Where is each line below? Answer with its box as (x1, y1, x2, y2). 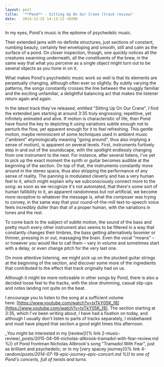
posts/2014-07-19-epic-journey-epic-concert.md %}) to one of (22, 351, 150, 357)
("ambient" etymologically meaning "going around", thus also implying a (5, 137, 151, 142)
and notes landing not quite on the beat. (5, 285, 86, 291)
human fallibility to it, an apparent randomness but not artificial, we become (5, 189, 158, 195)
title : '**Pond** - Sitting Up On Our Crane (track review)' (5, 12, 135, 17)
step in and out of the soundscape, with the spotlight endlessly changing (5, 147, 152, 153)
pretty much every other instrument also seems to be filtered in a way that (5, 225, 155, 230)
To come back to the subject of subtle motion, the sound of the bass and (5, 219, 152, 225)
